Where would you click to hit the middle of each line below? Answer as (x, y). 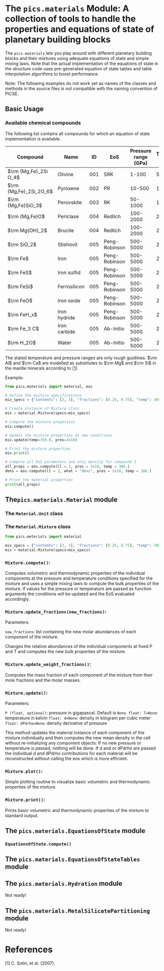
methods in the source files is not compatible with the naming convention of (81, 88)
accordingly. (18, 599)
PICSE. (12, 94)
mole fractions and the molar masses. (43, 680)
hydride (67, 318)
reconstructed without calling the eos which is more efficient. (67, 759)
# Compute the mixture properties (40, 422)
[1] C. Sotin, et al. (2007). (30, 963)
